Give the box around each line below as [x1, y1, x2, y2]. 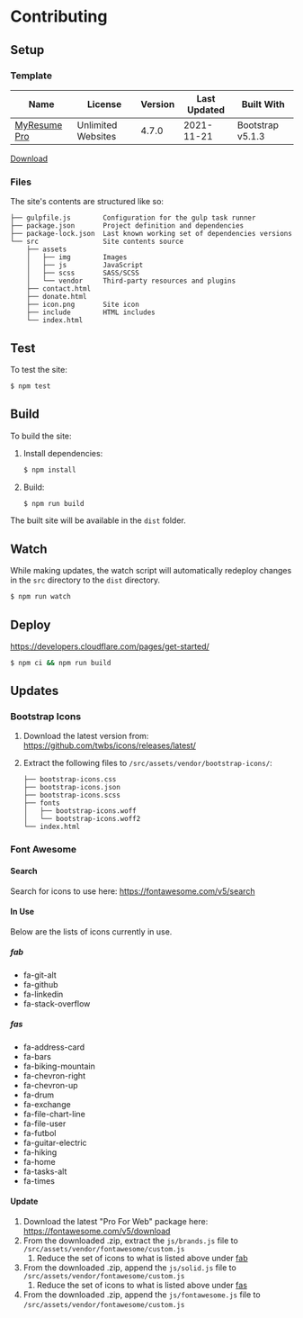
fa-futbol [22, 1127, 57, 1138]
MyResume [14, 119, 63, 131]
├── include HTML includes [26, 308, 156, 317]
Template [10, 69, 53, 82]
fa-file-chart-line [22, 1108, 86, 1119]
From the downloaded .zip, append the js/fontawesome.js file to [22, 1289, 261, 1300]
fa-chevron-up [22, 1079, 79, 1090]
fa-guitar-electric [22, 1137, 88, 1148]
